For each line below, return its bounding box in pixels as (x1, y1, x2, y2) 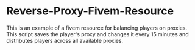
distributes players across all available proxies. (6, 37, 124, 44)
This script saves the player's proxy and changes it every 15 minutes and (6, 30, 189, 37)
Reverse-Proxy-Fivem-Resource (6, 4, 174, 18)
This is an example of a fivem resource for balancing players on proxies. (6, 24, 188, 31)
